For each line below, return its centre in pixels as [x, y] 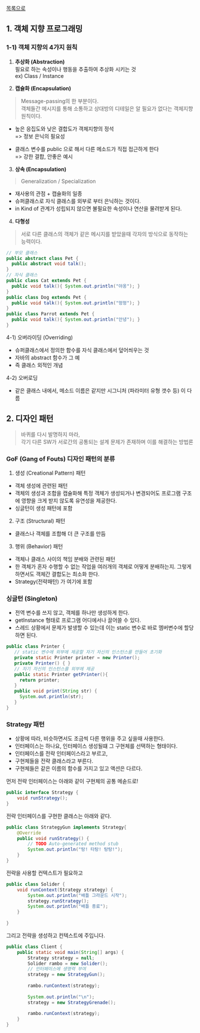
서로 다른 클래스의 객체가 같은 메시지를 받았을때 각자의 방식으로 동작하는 [104, 234]
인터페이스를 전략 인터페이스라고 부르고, [61, 754]
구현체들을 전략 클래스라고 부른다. [54, 761]
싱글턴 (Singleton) [32, 599]
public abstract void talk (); [49, 264]
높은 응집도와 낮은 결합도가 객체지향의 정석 [64, 129]
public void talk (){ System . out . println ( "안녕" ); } [76, 320]
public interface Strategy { [42, 793]
